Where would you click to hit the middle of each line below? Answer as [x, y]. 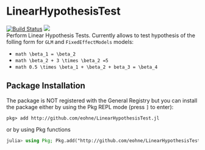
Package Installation [46, 86]
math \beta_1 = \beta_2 [45, 54]
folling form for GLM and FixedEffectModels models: [70, 41]
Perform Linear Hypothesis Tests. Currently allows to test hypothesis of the [101, 35]
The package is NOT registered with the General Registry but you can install [102, 100]
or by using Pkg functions [39, 129]
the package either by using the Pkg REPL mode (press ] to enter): [90, 107]
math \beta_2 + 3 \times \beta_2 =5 [62, 60]
